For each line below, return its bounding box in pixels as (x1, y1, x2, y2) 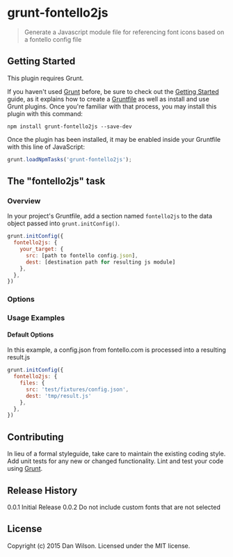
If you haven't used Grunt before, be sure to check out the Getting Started (7, 87, 219, 95)
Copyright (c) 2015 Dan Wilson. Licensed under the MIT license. (7, 541, 191, 550)
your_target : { (19, 245, 64, 253)
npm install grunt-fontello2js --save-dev (7, 123, 132, 130)
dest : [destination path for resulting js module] (25, 259, 176, 266)
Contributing (7, 431, 64, 443)
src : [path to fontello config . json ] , (25, 252, 138, 259)
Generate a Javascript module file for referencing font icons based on (24, 28, 225, 36)
